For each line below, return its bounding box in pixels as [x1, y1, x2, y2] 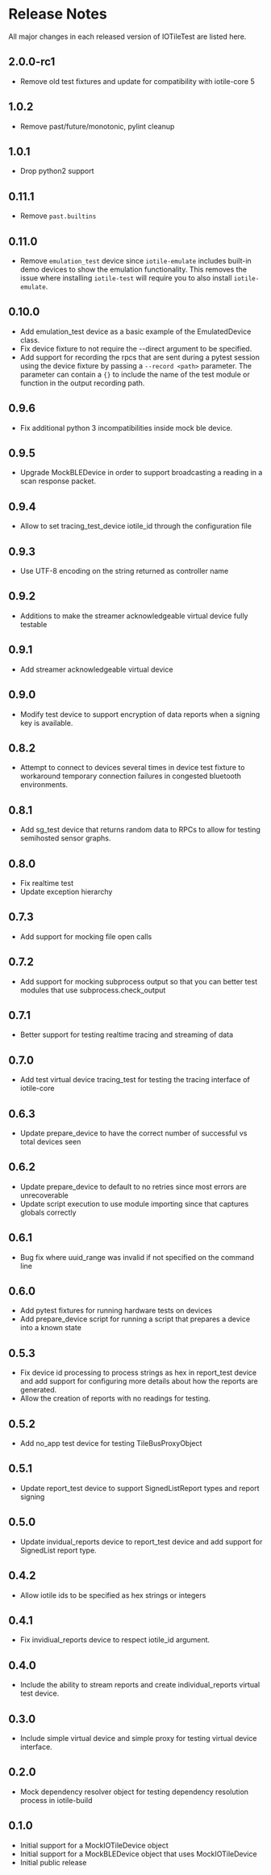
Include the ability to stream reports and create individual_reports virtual [19, 1680, 261, 1690]
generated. [19, 1385, 57, 1395]
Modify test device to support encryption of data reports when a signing [19, 709, 261, 719]
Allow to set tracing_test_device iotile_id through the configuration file [19, 521, 252, 531]
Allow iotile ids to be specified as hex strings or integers [19, 1590, 206, 1600]
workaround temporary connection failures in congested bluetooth [19, 771, 242, 781]
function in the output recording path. [19, 377, 145, 388]
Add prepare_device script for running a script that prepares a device [19, 1314, 251, 1324]
